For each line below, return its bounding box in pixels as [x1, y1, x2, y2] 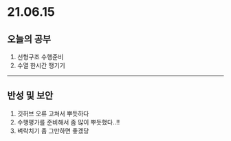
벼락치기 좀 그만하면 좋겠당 [16, 127, 89, 135]
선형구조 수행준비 [16, 53, 64, 61]
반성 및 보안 [7, 90, 54, 102]
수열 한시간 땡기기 [16, 61, 65, 69]
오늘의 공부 [7, 33, 52, 45]
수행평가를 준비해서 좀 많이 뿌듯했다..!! [16, 118, 120, 126]
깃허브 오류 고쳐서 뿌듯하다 [16, 109, 89, 118]
